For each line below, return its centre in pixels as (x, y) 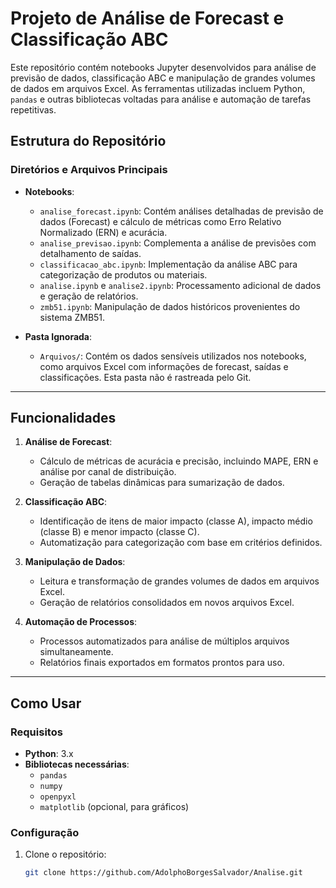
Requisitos (36, 732)
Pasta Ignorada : (58, 336)
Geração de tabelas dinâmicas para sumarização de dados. (162, 483)
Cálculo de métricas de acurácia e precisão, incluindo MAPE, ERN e (179, 461)
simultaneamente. (76, 652)
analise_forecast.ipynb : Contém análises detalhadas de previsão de (181, 211)
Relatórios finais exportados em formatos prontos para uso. (162, 663)
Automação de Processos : (81, 622)
